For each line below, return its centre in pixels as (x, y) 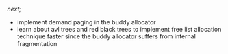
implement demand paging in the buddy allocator (86, 22)
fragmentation (37, 44)
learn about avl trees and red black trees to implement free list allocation (119, 29)
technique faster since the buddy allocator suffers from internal (106, 36)
